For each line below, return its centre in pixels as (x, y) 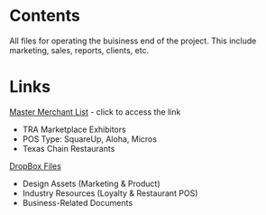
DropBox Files (35, 166)
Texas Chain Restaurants (69, 148)
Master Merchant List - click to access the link (95, 112)
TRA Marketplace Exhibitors (74, 129)
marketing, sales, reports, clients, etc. (79, 50)
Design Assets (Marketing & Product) (91, 183)
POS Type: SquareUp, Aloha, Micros (90, 139)
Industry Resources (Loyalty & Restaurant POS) (110, 193)
